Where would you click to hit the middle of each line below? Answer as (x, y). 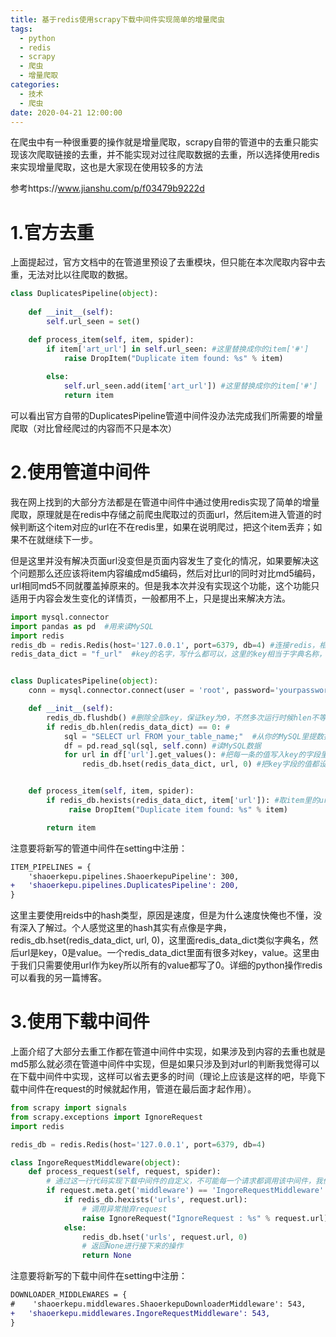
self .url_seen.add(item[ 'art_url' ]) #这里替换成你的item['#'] (190, 386)
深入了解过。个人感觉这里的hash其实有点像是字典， (125, 928)
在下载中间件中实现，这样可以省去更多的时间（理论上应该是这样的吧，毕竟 (163, 1077)
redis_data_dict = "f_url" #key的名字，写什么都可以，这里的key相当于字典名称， (168, 654)
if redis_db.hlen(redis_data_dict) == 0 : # (138, 727)
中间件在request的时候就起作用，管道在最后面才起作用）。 (137, 1089)
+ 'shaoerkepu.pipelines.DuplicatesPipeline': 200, (125, 886)
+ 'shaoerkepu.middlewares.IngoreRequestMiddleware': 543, (140, 1313)
